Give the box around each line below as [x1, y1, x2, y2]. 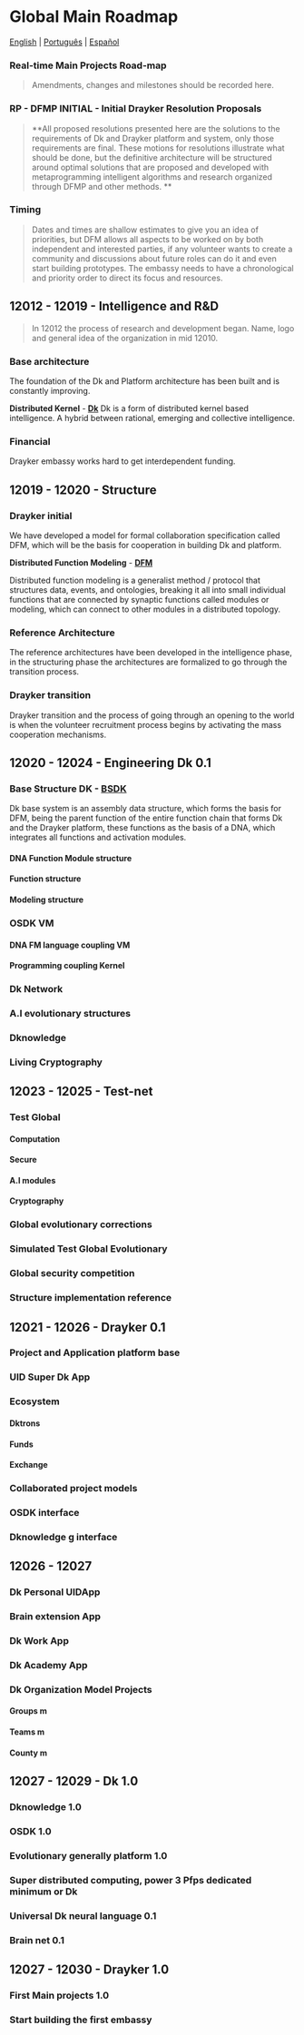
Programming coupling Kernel [9, 960, 125, 971]
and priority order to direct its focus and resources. [31, 272, 223, 283]
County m [9, 1747, 48, 1758]
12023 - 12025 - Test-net [9, 1084, 153, 1099]
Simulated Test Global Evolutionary [9, 1243, 168, 1255]
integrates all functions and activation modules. [9, 832, 187, 843]
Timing [9, 203, 42, 216]
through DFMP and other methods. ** [31, 181, 172, 192]
